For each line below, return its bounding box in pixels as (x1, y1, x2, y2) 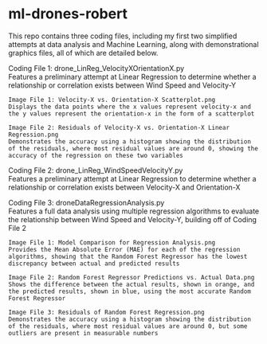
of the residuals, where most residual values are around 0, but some (8, 322, 248, 330)
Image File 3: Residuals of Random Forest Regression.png (8, 308, 205, 316)
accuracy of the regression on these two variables (8, 151, 183, 159)
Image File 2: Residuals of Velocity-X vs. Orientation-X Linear (8, 123, 230, 131)
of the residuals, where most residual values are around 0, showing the (8, 144, 259, 152)
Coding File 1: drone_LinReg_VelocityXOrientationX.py (8, 63, 185, 72)
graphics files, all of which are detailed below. (8, 48, 159, 57)
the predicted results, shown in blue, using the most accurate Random (8, 287, 251, 295)
